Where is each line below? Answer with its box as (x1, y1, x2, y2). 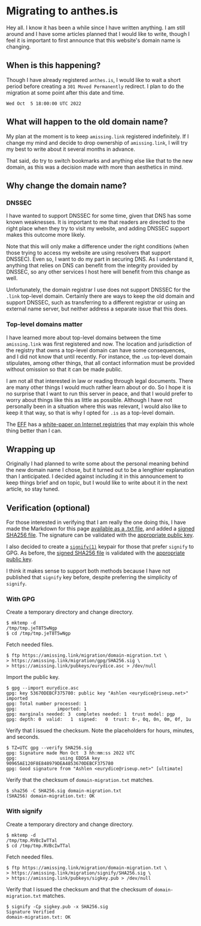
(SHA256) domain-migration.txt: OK (6, 793, 95, 799)
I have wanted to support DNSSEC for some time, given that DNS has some (6, 212, 191, 220)
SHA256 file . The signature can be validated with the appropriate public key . (6, 531, 194, 539)
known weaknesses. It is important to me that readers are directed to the (6, 218, 185, 226)
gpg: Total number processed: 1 (6, 701, 87, 707)
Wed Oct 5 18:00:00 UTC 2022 (6, 100, 82, 106)
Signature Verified (6, 909, 55, 915)
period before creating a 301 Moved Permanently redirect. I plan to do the (6, 83, 184, 90)
